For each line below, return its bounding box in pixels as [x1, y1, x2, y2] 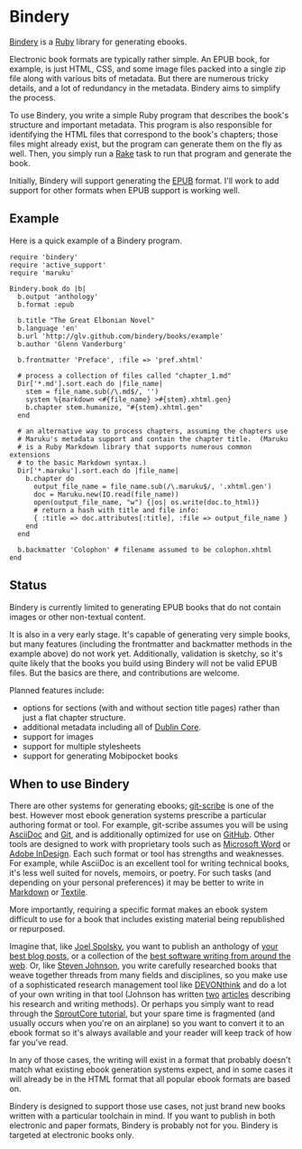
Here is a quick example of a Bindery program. [9, 235, 182, 246]
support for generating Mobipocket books [22, 750, 178, 761]
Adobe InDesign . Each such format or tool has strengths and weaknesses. [9, 848, 285, 860]
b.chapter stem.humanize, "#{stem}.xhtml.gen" [25, 402, 204, 412]
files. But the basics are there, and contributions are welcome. [9, 667, 241, 678]
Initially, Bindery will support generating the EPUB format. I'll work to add [9, 174, 279, 186]
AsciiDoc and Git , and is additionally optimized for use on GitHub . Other [9, 829, 275, 840]
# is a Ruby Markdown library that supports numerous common [17, 442, 252, 451]
